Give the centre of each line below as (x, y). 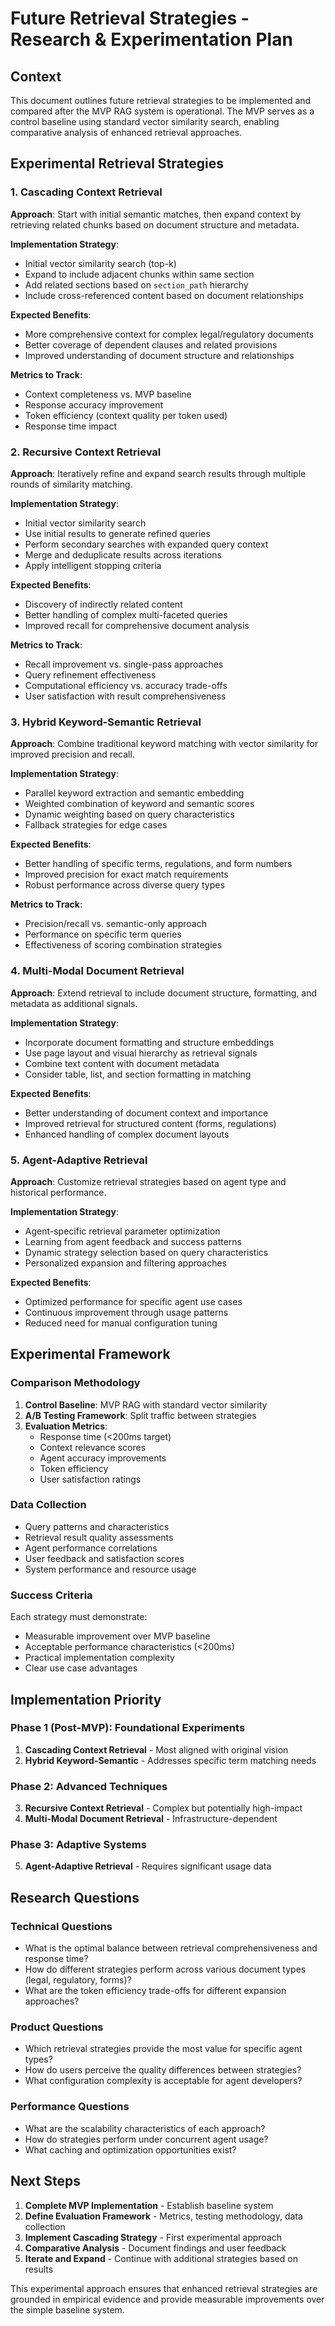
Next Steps (45, 2181)
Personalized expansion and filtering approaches (125, 1263)
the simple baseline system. (67, 2309)
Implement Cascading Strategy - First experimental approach (153, 2237)
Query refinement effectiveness (90, 674)
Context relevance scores (93, 1447)
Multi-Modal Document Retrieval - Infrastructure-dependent (151, 1819)
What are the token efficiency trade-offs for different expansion (155, 1991)
